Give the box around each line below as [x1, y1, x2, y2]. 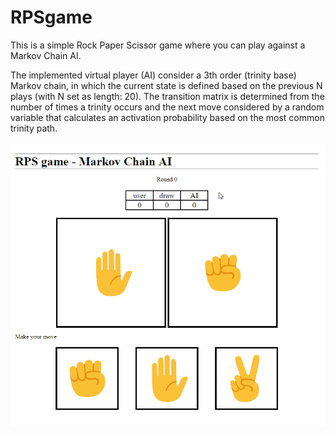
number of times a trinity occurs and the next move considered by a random [10, 101, 325, 113]
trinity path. [10, 122, 58, 134]
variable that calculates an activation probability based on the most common [10, 111, 325, 123]
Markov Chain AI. [10, 49, 82, 61]
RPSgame [10, 6, 93, 29]
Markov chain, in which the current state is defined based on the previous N [10, 79, 323, 91]
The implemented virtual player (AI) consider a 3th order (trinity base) [10, 69, 297, 81]
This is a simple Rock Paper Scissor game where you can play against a [10, 39, 306, 51]
